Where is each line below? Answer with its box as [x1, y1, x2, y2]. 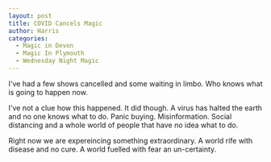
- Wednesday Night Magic [15, 57, 99, 65]
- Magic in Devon [15, 42, 74, 50]
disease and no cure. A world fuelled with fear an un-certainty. [8, 144, 217, 154]
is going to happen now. [8, 87, 89, 97]
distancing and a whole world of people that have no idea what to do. [8, 120, 239, 130]
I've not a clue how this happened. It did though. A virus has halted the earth [8, 102, 263, 113]
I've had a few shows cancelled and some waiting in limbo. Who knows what [8, 78, 263, 89]
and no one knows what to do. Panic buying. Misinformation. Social [8, 111, 232, 121]
